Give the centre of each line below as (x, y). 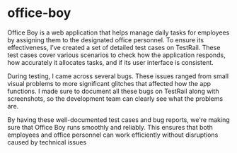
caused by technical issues (47, 142)
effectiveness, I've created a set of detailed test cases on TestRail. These (114, 47)
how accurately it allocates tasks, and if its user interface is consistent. (110, 62)
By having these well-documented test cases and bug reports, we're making (118, 120)
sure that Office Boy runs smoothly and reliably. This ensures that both (110, 127)
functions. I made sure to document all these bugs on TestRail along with (113, 91)
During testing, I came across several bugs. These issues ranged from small (118, 76)
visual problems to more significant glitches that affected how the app (109, 83)
